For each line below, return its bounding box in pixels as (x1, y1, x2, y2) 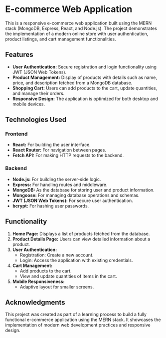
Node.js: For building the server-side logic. (12, 176, 101, 182)
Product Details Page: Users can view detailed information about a (12, 236, 151, 242)
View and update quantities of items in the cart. (19, 273, 117, 279)
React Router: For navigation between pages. (12, 147, 106, 153)
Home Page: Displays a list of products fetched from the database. (12, 230, 150, 236)
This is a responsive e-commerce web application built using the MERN (5, 20, 152, 26)
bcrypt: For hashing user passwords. (12, 202, 89, 208)
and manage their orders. (12, 90, 65, 96)
